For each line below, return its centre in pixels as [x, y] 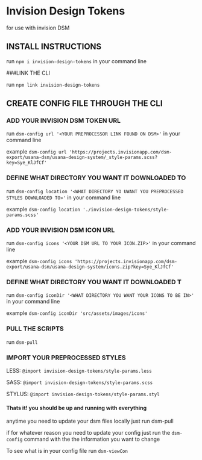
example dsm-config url [36, 152]
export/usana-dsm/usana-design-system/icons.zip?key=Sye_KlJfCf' [90, 267]
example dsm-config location [43, 209]
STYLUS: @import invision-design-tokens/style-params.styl [83, 394]
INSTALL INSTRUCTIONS [54, 47]
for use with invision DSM [38, 28]
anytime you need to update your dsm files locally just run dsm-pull [90, 421]
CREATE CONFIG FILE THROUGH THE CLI [84, 104]
